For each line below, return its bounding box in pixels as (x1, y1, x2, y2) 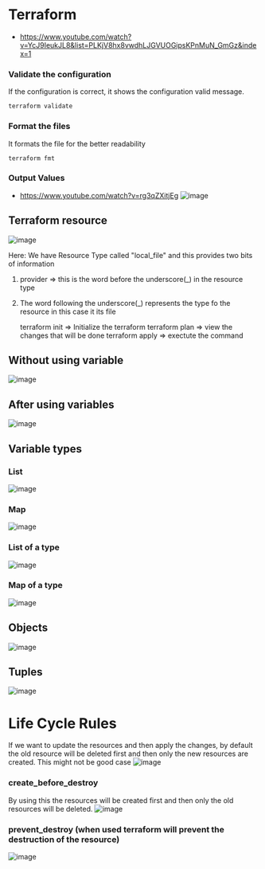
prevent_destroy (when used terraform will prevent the (8, 824, 224, 835)
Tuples (8, 665, 43, 679)
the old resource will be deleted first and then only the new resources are (8, 749, 249, 758)
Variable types (8, 442, 82, 456)
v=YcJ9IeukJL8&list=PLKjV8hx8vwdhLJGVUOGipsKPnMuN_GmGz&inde (19, 40, 257, 49)
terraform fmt (8, 154, 56, 162)
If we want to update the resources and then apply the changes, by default (8, 741, 253, 750)
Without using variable (8, 354, 124, 367)
